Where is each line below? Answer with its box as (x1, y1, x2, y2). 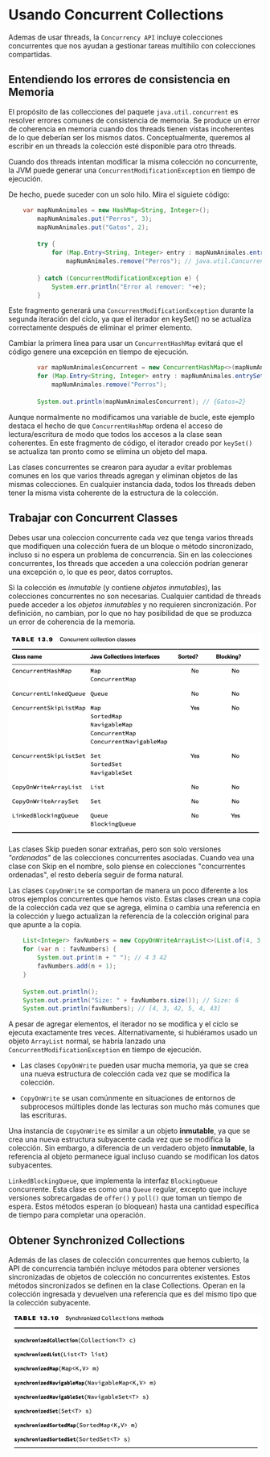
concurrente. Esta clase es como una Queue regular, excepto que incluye (8, 1184, 247, 1194)
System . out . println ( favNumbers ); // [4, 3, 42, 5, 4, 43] (22, 1005, 221, 1013)
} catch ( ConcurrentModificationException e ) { (37, 274, 199, 282)
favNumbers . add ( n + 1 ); (37, 962, 117, 971)
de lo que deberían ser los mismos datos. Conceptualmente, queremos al (8, 132, 251, 142)
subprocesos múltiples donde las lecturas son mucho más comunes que (19, 1102, 260, 1112)
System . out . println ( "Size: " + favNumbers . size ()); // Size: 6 (22, 996, 239, 1005)
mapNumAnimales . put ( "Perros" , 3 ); (37, 214, 153, 223)
